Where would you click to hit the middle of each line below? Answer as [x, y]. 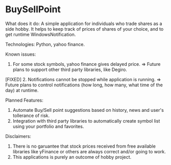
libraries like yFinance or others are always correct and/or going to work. [89, 151]
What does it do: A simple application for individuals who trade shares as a [84, 23]
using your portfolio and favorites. [48, 126]
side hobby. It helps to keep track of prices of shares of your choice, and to [84, 29]
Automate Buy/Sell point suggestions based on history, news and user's [88, 110]
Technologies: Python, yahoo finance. [45, 44]
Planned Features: [24, 100]
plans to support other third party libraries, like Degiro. [70, 69]
